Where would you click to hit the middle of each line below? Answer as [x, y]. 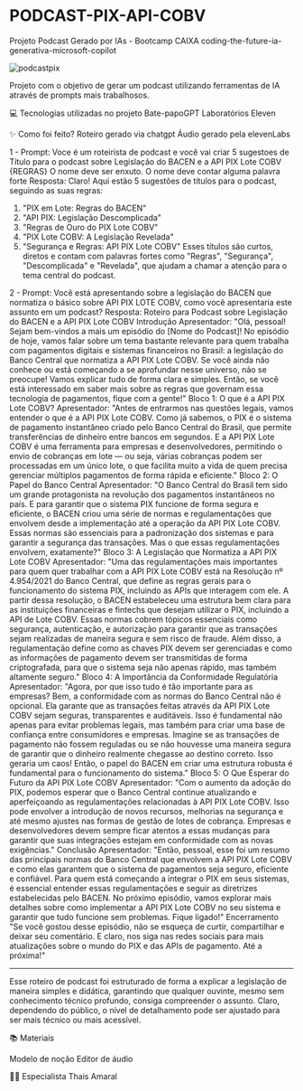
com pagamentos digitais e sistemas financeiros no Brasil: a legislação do [147, 350]
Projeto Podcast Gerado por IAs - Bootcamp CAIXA [105, 41]
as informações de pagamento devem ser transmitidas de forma [129, 657]
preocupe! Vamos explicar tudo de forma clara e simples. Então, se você [144, 379]
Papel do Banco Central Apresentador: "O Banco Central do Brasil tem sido [149, 484]
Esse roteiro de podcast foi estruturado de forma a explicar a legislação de [148, 981]
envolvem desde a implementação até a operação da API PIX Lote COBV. [145, 523]
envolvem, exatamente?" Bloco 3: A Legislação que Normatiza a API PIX [143, 551]
